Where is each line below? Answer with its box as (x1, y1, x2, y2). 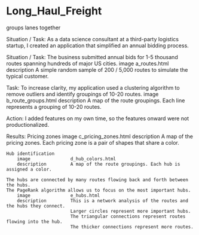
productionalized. (6, 121, 50, 128)
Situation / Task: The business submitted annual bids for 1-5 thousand (6, 53, 178, 60)
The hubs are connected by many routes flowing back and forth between (6, 176, 188, 183)
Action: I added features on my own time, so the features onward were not (6, 115, 189, 122)
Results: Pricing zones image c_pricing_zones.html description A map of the (6, 133, 193, 140)
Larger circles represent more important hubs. (70, 208, 191, 214)
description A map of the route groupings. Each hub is (17, 161, 180, 167)
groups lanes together (6, 24, 61, 31)
